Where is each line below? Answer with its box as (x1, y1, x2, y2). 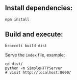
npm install (5, 17, 29, 22)
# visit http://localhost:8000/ (5, 70, 71, 75)
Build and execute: (5, 30, 63, 39)
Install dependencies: (5, 4, 73, 12)
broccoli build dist (5, 43, 48, 48)
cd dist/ (5, 61, 23, 66)
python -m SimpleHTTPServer (5, 66, 63, 71)
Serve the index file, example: (5, 52, 65, 58)
